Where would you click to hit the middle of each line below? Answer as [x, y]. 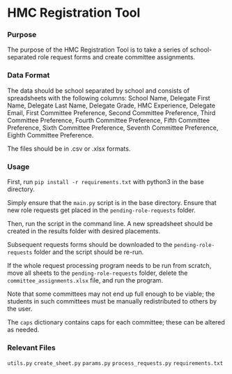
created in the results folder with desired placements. [84, 231]
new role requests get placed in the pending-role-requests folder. [102, 210]
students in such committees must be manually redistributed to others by [112, 301]
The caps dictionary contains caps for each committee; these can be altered [116, 322]
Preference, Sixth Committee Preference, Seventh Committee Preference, [113, 128]
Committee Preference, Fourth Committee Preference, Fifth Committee [109, 120]
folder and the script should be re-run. [89, 252]
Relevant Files [31, 348]
